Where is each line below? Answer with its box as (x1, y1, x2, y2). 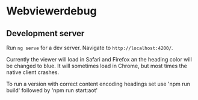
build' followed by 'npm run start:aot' (6, 87, 98, 94)
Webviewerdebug (6, 4, 97, 18)
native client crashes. (6, 69, 59, 76)
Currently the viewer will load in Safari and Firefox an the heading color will (6, 56, 193, 63)
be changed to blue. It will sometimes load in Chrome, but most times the (6, 62, 188, 69)
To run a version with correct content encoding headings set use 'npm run (6, 80, 191, 87)
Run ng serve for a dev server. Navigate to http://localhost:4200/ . (6, 44, 173, 51)
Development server (6, 28, 85, 39)
